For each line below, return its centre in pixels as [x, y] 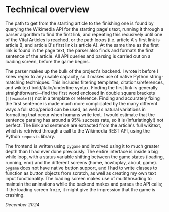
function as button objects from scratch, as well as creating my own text [81, 173]
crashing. [15, 195]
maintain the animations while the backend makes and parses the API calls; [84, 184]
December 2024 [22, 204]
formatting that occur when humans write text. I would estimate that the [80, 114]
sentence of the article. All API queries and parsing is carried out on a [78, 56]
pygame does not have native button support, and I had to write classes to [81, 168]
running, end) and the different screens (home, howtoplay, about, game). [81, 162]
